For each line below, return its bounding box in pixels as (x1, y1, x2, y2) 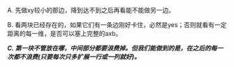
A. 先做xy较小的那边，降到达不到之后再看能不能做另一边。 (7, 6, 175, 14)
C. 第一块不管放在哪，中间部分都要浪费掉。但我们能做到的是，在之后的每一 (7, 44, 224, 52)
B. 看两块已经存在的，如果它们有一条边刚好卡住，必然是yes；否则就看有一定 (7, 21, 227, 29)
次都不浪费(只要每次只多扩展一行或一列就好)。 (7, 52, 141, 61)
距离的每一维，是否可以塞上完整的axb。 (7, 30, 122, 37)
